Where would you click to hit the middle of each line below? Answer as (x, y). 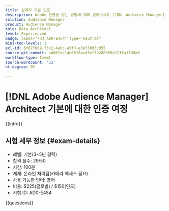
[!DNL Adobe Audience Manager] (77, 97)
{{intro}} (14, 124)
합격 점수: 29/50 (29, 160)
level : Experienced (26, 34)
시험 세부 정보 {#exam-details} (53, 141)
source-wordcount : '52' (31, 62)
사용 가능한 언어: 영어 (34, 180)
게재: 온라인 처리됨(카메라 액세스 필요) (50, 173)
